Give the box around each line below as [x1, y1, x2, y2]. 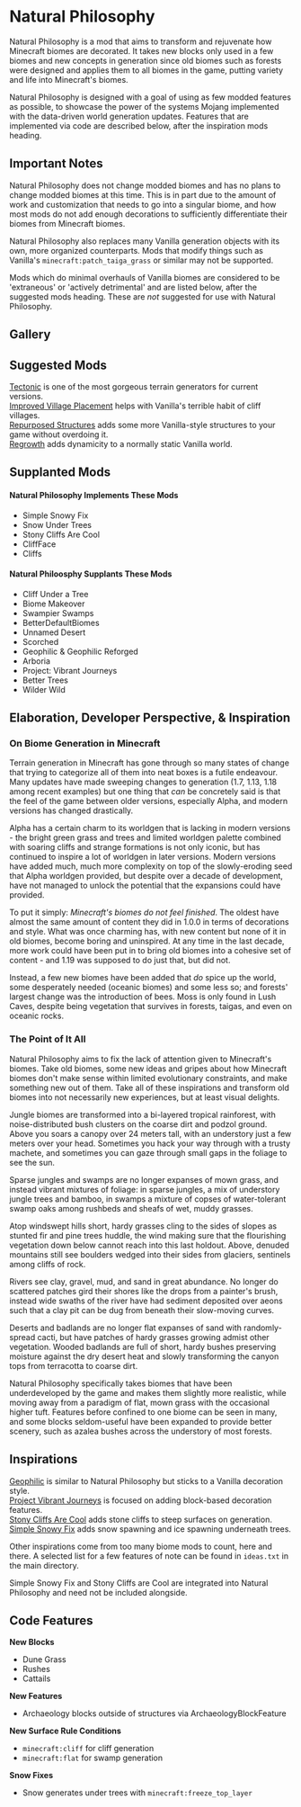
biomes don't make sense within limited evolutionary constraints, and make [9, 1072, 288, 1083]
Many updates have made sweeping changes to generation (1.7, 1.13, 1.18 [9, 776, 278, 788]
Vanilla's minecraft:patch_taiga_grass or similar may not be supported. [9, 255, 274, 265]
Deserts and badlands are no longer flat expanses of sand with [9, 1322, 243, 1333]
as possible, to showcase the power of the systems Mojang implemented [9, 101, 279, 112]
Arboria [22, 655, 51, 666]
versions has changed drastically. [9, 805, 134, 816]
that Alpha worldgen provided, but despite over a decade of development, [9, 871, 283, 881]
